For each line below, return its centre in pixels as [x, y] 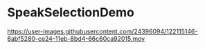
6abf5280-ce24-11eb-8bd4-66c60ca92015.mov [76, 38]
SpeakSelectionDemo [71, 13]
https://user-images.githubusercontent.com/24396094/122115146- [102, 31]
